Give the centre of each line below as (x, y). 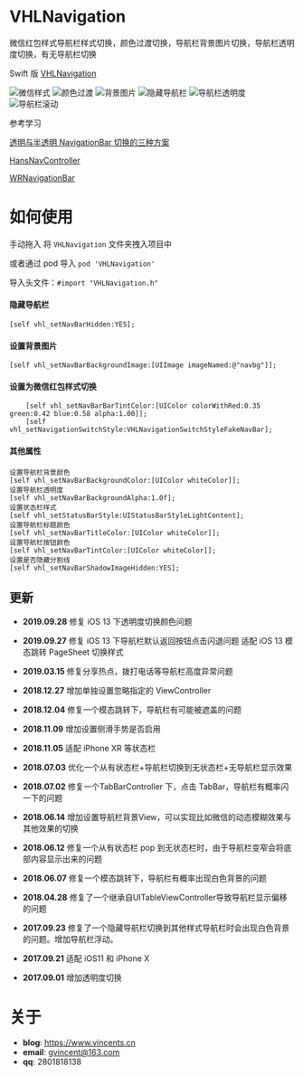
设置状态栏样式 (33, 507)
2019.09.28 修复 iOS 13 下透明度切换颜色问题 (107, 621)
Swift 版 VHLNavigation (53, 73)
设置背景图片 (33, 345)
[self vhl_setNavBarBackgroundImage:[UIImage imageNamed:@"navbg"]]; (143, 365)
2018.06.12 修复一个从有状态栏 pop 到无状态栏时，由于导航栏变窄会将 (153, 847)
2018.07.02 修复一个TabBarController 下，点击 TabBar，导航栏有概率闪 (156, 786)
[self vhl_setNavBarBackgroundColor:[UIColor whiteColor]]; (125, 480)
